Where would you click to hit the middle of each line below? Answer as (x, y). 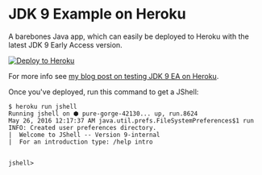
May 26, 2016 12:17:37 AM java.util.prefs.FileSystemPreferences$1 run (131, 121)
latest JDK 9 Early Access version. (65, 44)
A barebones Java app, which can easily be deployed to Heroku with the (129, 36)
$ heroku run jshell (43, 106)
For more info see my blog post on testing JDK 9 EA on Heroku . (114, 76)
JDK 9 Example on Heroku (98, 14)
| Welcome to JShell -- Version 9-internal (84, 135)
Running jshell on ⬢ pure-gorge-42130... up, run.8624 (103, 114)
